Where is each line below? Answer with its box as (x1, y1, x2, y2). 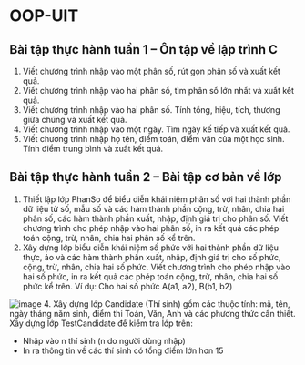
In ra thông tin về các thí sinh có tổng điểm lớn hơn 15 (22, 345, 224, 356)
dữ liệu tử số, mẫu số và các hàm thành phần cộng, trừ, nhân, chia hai (22, 203, 285, 214)
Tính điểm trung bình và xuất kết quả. (22, 143, 164, 154)
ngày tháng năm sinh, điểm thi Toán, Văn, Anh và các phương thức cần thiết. (9, 308, 296, 319)
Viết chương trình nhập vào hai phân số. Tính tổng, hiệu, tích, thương (22, 105, 280, 115)
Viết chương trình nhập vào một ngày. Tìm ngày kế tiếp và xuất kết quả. (22, 124, 290, 135)
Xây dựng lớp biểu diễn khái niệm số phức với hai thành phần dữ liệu (22, 242, 280, 253)
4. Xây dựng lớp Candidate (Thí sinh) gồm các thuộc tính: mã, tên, (44, 298, 290, 309)
